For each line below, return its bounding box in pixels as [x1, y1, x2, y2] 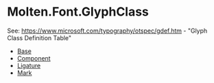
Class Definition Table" [7, 33, 72, 41]
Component [16, 54, 51, 62]
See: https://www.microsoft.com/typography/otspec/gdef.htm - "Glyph [7, 27, 208, 35]
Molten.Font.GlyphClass [7, 4, 150, 20]
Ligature [16, 61, 41, 69]
